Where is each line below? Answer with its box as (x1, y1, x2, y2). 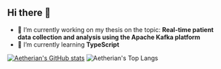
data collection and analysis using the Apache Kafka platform (17, 33, 201, 41)
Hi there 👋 (7, 7, 51, 19)
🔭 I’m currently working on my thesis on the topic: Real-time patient (17, 25, 214, 33)
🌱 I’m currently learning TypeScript (17, 40, 120, 49)
